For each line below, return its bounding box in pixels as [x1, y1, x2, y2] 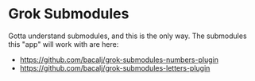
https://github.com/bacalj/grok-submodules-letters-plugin [19, 63, 211, 72]
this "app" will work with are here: [8, 39, 119, 48]
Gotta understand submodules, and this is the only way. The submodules [8, 31, 248, 40]
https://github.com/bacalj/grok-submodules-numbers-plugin [19, 55, 218, 64]
